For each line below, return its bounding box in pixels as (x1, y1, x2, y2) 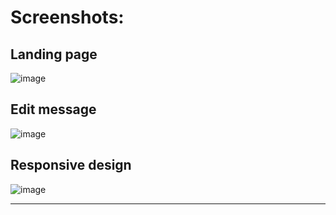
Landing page (10, 46, 98, 63)
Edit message (10, 101, 97, 118)
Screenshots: (10, 6, 125, 29)
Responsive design (10, 157, 132, 174)
